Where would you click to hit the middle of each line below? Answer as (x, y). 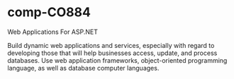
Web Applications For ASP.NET (52, 32)
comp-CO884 (49, 12)
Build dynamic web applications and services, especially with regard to (111, 45)
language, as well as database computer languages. (83, 68)
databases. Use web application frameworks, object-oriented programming (117, 60)
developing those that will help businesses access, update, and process (112, 53)
